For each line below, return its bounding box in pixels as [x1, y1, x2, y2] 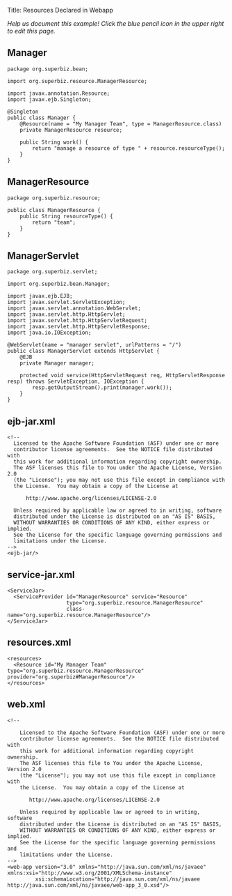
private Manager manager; [19, 360, 95, 367]
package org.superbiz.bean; [7, 66, 89, 73]
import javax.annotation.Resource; [7, 90, 110, 97]
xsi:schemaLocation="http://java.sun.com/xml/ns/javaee [35, 875, 200, 883]
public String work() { [19, 139, 89, 146]
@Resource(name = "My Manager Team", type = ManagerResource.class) [19, 120, 222, 128]
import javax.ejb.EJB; [7, 293, 73, 300]
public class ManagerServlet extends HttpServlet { [7, 348, 160, 355]
